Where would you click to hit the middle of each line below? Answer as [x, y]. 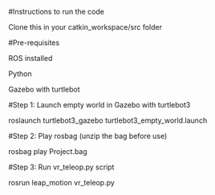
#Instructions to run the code [56, 12]
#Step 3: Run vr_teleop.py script [61, 167]
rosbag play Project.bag [48, 151]
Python [20, 74]
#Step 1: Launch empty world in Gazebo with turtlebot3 [99, 105]
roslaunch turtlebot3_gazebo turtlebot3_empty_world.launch [108, 120]
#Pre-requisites [34, 43]
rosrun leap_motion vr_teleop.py [61, 183]
